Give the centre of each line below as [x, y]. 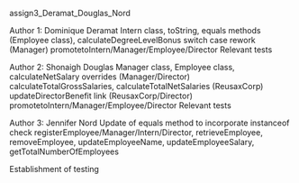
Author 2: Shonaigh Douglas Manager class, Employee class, [122, 67]
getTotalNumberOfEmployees [64, 151]
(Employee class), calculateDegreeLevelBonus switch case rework [133, 40]
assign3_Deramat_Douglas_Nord [70, 13]
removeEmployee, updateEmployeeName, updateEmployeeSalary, [132, 142]
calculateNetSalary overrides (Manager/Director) [100, 77]
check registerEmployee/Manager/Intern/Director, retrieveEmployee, [136, 133]
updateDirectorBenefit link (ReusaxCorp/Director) [101, 96]
